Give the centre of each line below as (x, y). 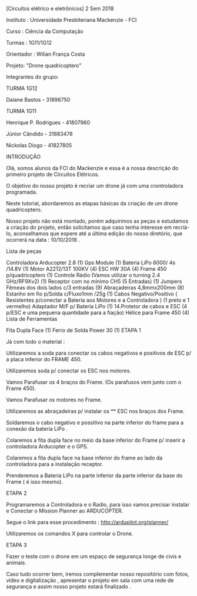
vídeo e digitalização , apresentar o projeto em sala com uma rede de (90, 580)
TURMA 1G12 (22, 88)
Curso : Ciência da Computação (45, 31)
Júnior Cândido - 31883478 (39, 134)
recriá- (181, 227)
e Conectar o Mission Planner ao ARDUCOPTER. (65, 511)
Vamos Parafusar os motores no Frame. (54, 400)
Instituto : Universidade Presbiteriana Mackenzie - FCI (71, 20)
